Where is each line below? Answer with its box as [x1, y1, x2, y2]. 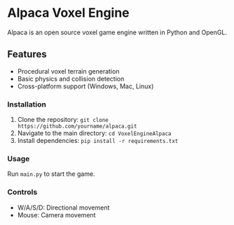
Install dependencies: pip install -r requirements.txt [17, 137, 179, 145]
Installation [7, 100, 47, 109]
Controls [7, 187, 38, 197]
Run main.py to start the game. [7, 170, 96, 178]
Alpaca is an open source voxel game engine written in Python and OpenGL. [7, 28, 228, 36]
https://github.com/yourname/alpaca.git [17, 123, 137, 130]
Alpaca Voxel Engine [7, 5, 130, 21]
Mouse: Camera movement [17, 210, 96, 219]
